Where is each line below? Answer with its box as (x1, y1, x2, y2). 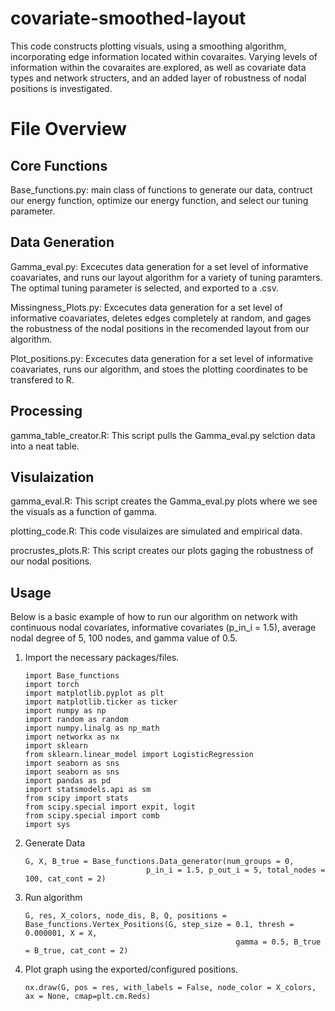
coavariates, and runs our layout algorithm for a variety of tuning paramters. (10, 271, 323, 283)
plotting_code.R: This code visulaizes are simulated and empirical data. (10, 525, 303, 537)
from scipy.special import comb (24, 811, 160, 821)
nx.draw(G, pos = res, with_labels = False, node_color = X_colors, (24, 983, 317, 993)
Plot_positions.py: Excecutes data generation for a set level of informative (10, 352, 314, 364)
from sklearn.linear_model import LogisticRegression (24, 750, 254, 760)
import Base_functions (24, 671, 120, 681)
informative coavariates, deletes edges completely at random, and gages (10, 312, 312, 324)
